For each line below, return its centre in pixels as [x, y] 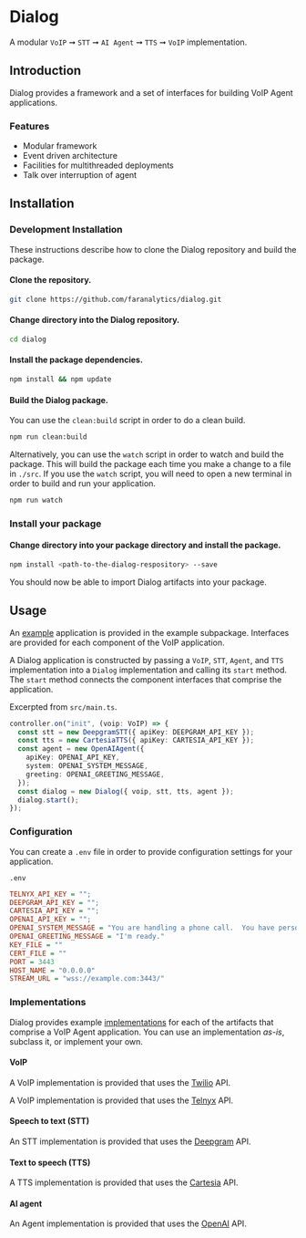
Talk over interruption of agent [80, 175]
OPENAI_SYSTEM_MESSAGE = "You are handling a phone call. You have [142, 928]
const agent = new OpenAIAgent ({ [81, 749]
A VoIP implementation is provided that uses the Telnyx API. [122, 1100]
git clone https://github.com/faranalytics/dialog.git [116, 299]
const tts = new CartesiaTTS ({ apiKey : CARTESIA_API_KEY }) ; [136, 741]
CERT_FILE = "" [38, 953]
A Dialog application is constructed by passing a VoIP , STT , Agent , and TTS [147, 660]
